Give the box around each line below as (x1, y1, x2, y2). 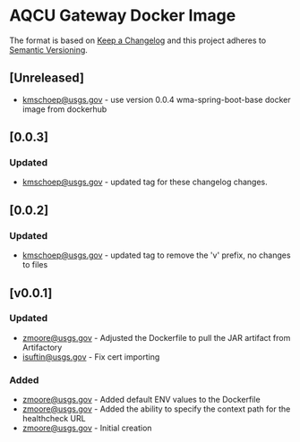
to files (21, 259, 48, 270)
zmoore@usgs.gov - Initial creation (21, 422, 152, 434)
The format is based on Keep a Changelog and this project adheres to (9, 35, 267, 46)
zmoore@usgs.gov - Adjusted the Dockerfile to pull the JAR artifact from (21, 332, 291, 343)
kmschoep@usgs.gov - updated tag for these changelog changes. (21, 176, 268, 188)
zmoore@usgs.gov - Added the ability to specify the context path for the (21, 404, 291, 414)
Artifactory (21, 342, 63, 353)
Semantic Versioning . (9, 44, 88, 55)
